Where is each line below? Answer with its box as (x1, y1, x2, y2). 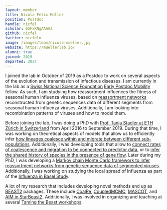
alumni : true (5, 49, 33, 54)
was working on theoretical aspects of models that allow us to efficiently (5, 130, 155, 136)
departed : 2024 (5, 59, 37, 64)
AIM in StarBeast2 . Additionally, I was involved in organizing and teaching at (5, 194, 162, 200)
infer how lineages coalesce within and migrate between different (5, 136, 141, 142)
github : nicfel (5, 31, 37, 36)
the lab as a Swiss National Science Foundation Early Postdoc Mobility (5, 84, 150, 90)
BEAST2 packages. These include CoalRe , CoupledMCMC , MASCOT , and (5, 188, 157, 194)
